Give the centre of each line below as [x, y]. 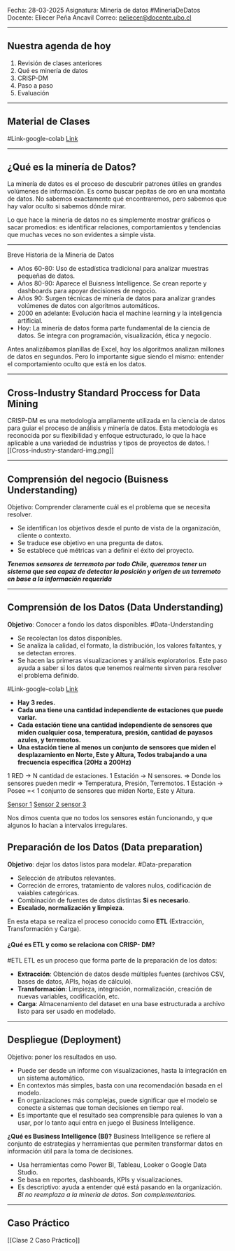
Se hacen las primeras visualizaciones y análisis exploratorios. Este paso [122, 660]
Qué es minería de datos [53, 70]
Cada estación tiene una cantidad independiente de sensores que [115, 725]
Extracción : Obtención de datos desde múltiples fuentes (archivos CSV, [121, 974]
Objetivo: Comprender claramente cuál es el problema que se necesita [109, 507]
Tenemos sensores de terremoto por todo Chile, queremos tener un [107, 564]
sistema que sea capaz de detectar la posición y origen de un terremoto [114, 572]
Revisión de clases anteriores [60, 63]
